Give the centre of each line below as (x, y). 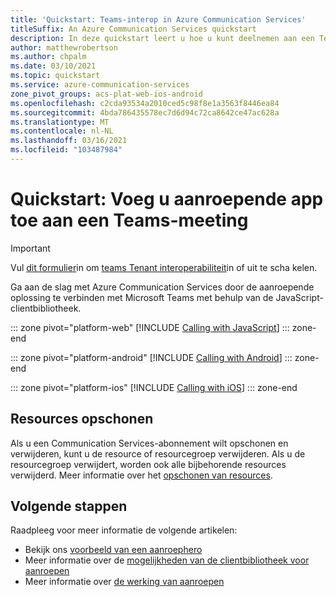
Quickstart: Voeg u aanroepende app (167, 199)
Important (30, 248)
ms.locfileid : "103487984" (66, 150)
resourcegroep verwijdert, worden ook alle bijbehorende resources (148, 464)
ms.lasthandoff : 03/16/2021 (69, 141)
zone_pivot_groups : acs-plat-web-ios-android (106, 94)
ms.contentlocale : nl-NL (62, 131)
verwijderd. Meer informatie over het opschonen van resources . (141, 475)
